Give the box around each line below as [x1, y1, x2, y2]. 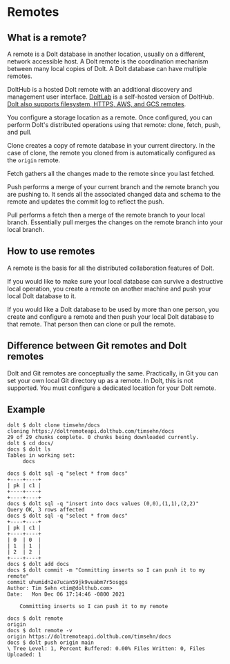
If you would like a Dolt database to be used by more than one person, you [7, 305, 220, 313]
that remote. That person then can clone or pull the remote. [7, 320, 176, 328]
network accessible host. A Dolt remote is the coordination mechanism [7, 57, 209, 66]
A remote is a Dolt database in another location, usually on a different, [7, 50, 206, 58]
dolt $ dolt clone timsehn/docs [7, 422, 100, 429]
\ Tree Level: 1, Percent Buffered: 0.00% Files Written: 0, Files [7, 645, 206, 652]
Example [7, 404, 46, 416]
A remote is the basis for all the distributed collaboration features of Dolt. [7, 264, 215, 272]
